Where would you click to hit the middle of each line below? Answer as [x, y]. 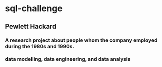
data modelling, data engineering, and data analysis [68, 59]
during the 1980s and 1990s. [40, 46]
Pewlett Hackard [31, 26]
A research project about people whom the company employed [81, 40]
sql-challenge [34, 8]
